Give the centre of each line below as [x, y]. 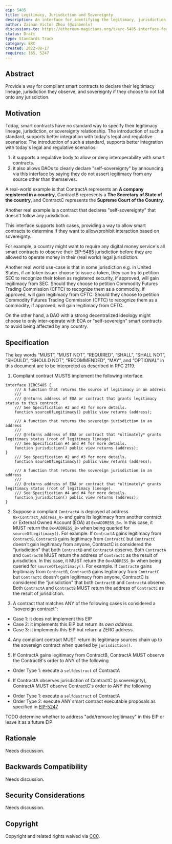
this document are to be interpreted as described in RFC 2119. [70, 366]
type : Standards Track [29, 39]
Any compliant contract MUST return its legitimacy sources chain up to [87, 640]
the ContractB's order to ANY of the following [61, 660]
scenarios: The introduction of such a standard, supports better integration [84, 142]
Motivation [23, 113]
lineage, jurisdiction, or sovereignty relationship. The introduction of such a [84, 131]
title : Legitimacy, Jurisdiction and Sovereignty [59, 15]
